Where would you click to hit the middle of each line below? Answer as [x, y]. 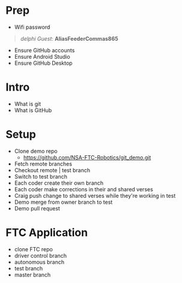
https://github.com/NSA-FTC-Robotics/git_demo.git [87, 157]
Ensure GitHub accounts [44, 50]
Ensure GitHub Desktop [43, 63]
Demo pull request [37, 208]
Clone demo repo [36, 151]
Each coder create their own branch [59, 183]
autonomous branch [39, 262]
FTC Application [47, 233]
